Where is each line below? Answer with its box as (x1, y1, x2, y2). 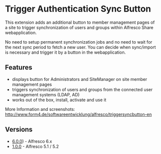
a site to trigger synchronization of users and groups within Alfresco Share (5, 24, 154, 30)
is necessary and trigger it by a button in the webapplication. (5, 49, 126, 55)
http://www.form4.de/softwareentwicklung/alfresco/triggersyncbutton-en (5, 111, 152, 117)
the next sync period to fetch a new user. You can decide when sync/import (5, 44, 156, 50)
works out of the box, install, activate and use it (12, 97, 106, 103)
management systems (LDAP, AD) (12, 92, 80, 97)
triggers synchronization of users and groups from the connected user (12, 86, 153, 92)
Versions (5, 125, 33, 134)
